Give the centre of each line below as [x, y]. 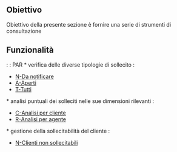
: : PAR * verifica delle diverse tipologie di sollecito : [71, 64]
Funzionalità [30, 50]
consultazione [24, 31]
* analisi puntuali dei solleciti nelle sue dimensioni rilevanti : [80, 101]
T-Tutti [23, 89]
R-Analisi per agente [41, 119]
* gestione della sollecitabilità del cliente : [58, 131]
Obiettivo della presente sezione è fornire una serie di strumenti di [89, 24]
